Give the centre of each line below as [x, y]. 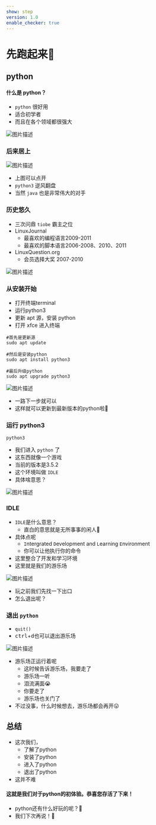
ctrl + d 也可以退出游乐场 [45, 635]
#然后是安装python [27, 355]
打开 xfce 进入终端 [37, 325]
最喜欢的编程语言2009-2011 [58, 238]
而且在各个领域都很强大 [43, 122]
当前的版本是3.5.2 [36, 465]
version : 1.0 [22, 17]
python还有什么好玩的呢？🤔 [48, 808]
